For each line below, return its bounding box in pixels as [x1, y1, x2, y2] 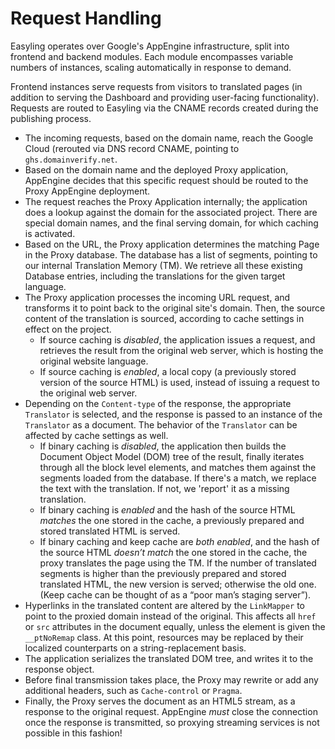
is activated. [24, 227, 76, 239]
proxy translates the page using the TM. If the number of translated [39, 557, 317, 569]
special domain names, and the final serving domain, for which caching [24, 217, 319, 229]
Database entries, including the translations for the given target [24, 270, 286, 282]
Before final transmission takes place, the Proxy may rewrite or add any [24, 673, 319, 686]
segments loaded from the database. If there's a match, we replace [39, 472, 317, 484]
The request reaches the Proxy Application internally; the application [24, 195, 308, 207]
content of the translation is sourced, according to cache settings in [24, 312, 305, 324]
